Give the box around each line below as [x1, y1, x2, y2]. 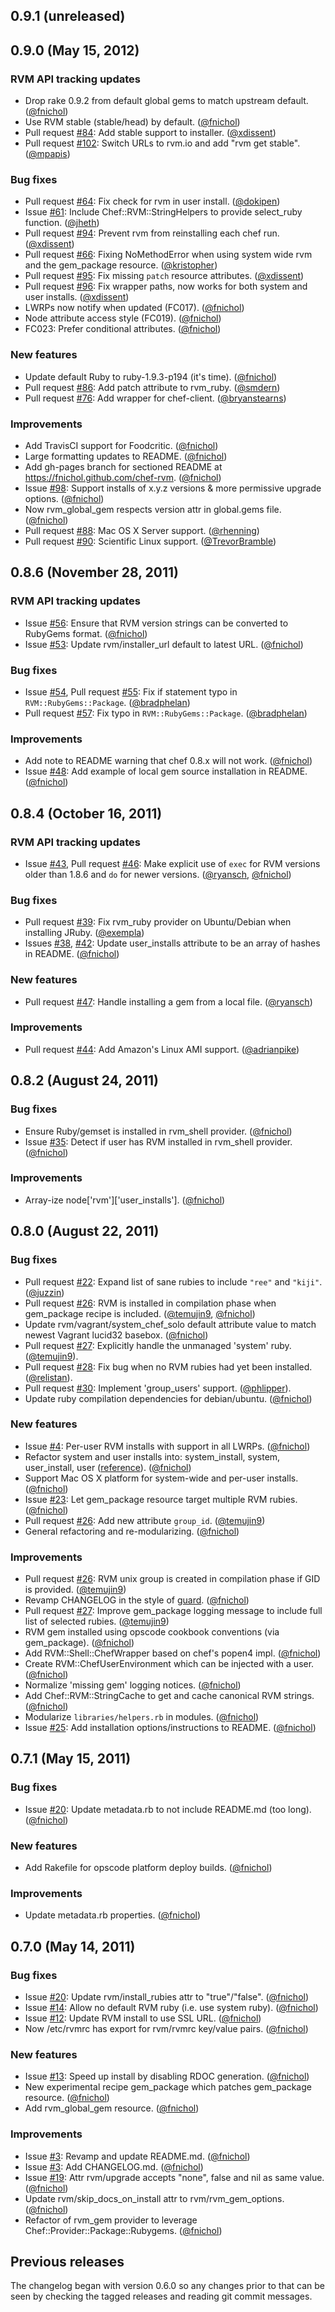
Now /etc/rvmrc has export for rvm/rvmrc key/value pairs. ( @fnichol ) [24, 2023, 309, 2035]
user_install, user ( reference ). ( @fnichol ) [24, 1461, 192, 1473]
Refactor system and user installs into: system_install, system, [24, 1450, 281, 1463]
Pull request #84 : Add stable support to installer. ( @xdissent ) [24, 127, 277, 139]
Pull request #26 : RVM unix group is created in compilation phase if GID [24, 1573, 321, 1585]
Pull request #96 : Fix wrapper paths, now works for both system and [24, 280, 308, 293]
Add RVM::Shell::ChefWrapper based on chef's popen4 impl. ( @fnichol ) [24, 1647, 322, 1659]
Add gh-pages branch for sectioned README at [24, 460, 223, 473]
